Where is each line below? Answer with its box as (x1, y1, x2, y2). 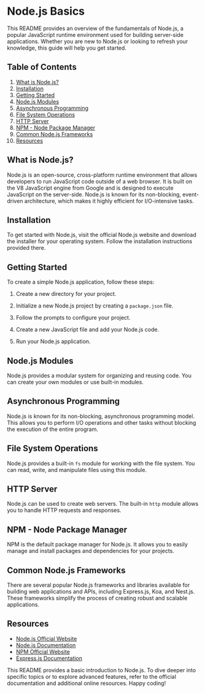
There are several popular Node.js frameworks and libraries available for (7, 581, 190, 589)
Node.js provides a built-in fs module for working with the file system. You (7, 459, 195, 467)
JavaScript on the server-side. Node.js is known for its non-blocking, (7, 190, 182, 198)
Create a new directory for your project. (15, 290, 117, 298)
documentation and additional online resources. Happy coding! (7, 679, 166, 687)
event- (182, 190, 199, 198)
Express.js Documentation (15, 654, 82, 662)
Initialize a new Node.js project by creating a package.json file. (15, 302, 174, 309)
